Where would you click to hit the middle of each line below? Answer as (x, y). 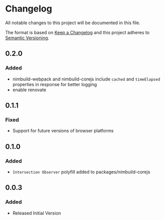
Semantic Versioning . (27, 38)
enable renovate (29, 90)
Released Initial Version (37, 213)
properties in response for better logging (55, 84)
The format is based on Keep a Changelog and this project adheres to (77, 32)
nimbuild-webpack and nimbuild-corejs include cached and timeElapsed (86, 79)
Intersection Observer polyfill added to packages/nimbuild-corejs (81, 172)
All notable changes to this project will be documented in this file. (73, 23)
